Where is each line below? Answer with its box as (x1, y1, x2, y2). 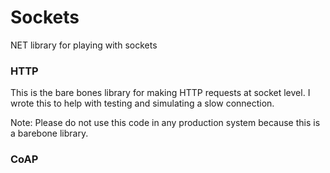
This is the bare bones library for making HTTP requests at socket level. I (10, 87, 311, 99)
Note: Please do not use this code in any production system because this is (10, 117, 321, 129)
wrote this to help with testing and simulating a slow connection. (10, 97, 275, 110)
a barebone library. (10, 127, 89, 140)
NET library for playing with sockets (10, 39, 158, 51)
